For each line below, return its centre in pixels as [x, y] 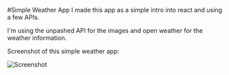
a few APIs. [23, 17]
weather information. [37, 38]
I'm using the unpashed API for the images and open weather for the [105, 31]
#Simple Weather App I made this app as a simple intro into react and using [115, 10]
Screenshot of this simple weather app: [63, 51]
